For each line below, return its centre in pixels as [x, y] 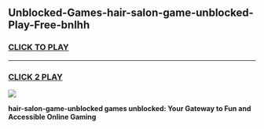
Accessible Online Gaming [52, 116]
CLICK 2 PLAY [35, 77]
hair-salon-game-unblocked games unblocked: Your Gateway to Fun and [130, 108]
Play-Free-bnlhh [49, 25]
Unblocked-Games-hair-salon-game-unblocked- [131, 13]
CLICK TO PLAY [38, 48]
